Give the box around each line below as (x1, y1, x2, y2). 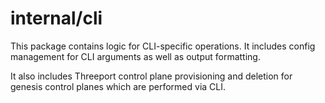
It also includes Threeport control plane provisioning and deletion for (10, 70, 293, 82)
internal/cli (10, 7, 103, 30)
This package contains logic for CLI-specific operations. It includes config (10, 40, 316, 52)
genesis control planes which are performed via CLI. (10, 80, 227, 92)
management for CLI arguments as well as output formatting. (10, 50, 261, 62)
